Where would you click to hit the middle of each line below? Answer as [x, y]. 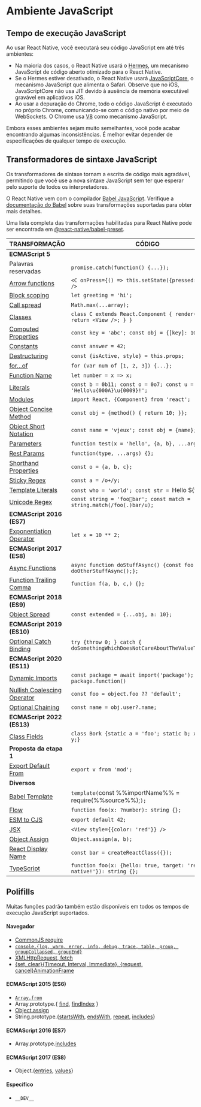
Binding [20, 648]
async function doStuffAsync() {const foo [132, 565]
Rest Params [27, 453]
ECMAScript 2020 [36, 659]
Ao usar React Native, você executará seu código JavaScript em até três [95, 47]
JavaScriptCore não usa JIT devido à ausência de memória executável [102, 91]
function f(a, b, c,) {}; [108, 583]
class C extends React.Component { [121, 314]
